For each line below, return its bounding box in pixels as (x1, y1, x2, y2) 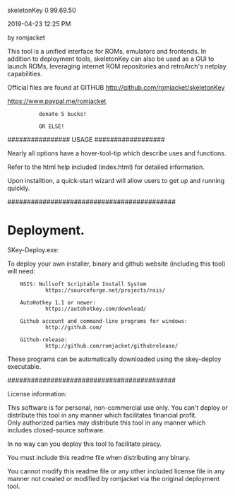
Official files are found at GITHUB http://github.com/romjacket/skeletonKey (7, 83, 225, 91)
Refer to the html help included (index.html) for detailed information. (7, 163, 205, 171)
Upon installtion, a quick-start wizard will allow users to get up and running (7, 177, 225, 184)
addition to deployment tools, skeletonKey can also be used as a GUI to (7, 54, 215, 63)
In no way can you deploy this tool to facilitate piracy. (7, 439, 162, 448)
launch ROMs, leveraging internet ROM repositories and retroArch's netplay (7, 62, 227, 70)
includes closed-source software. (7, 425, 105, 434)
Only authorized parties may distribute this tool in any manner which (7, 418, 206, 427)
